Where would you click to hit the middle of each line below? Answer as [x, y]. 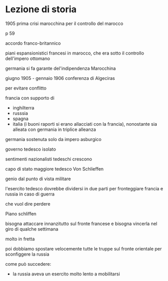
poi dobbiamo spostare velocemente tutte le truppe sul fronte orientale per [83, 248]
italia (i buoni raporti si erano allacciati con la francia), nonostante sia [85, 124]
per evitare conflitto [26, 88]
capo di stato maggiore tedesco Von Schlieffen [54, 168]
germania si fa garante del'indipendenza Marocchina [61, 68]
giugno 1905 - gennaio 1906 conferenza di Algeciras [60, 78]
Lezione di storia [41, 9]
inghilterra [23, 107]
